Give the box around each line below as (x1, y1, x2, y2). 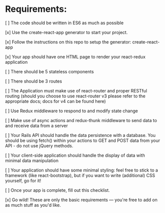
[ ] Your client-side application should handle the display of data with (5, 152, 145, 158)
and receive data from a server (5, 123, 68, 128)
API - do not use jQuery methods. (5, 142, 74, 149)
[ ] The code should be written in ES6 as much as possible (5, 20, 124, 26)
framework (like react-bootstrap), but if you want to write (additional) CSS (5, 172, 156, 178)
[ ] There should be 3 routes (5, 78, 62, 84)
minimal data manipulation (5, 157, 59, 164)
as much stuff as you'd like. (5, 202, 61, 208)
